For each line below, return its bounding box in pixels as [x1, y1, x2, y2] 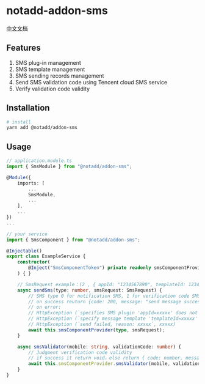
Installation [6, 103, 50, 113]
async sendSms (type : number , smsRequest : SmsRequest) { [17, 287, 163, 294]
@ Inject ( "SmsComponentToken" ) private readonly [28, 265, 151, 271]
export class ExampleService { [6, 253, 86, 260]
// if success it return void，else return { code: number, [28, 355, 183, 361]
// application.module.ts [6, 158, 72, 164]
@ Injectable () [6, 248, 43, 254]
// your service [6, 231, 48, 237]
